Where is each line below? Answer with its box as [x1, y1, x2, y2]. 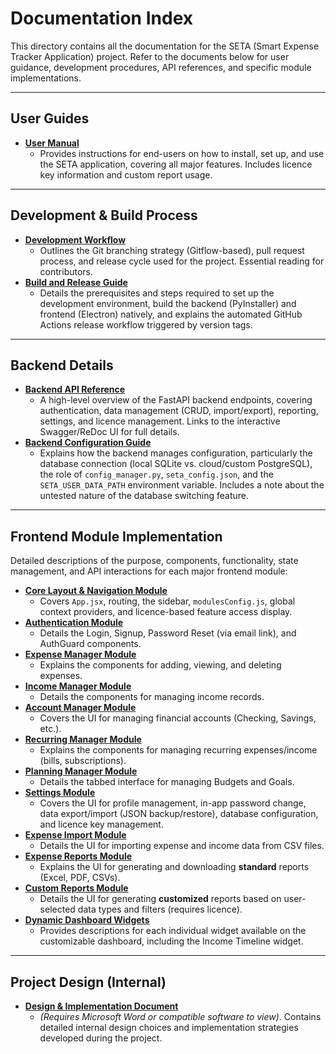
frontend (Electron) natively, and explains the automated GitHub [39, 308, 303, 320]
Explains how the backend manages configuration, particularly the [39, 447, 313, 459]
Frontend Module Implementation [10, 528, 223, 545]
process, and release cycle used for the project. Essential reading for [39, 255, 325, 267]
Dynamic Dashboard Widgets [24, 914, 150, 926]
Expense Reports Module [24, 850, 133, 862]
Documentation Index [10, 7, 193, 30]
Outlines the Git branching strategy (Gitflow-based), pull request [39, 244, 305, 256]
